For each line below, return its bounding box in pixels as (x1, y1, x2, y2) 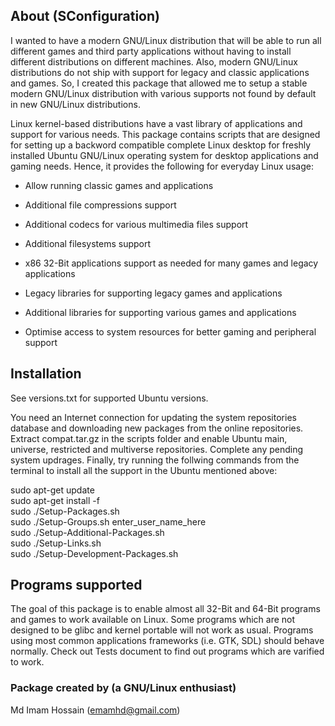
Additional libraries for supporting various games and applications (24, 306, 297, 318)
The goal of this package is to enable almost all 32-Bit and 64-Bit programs (10, 603, 321, 615)
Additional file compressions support (24, 199, 177, 211)
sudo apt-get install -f (10, 494, 100, 506)
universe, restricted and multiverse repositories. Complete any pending (10, 443, 304, 455)
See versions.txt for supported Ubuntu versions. (10, 392, 209, 404)
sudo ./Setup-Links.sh (10, 537, 102, 549)
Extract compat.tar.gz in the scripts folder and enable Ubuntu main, (10, 432, 288, 444)
